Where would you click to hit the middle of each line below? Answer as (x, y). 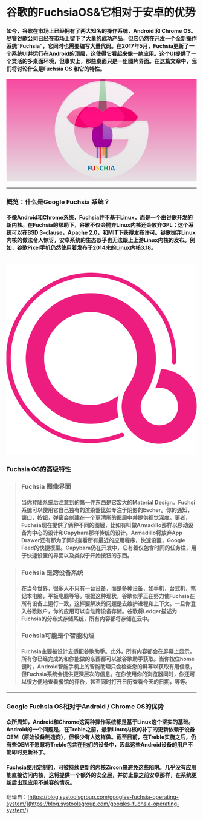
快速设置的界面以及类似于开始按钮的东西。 (79, 556)
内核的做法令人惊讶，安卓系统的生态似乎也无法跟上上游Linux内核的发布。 (98, 240)
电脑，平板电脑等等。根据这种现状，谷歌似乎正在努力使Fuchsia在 (113, 596)
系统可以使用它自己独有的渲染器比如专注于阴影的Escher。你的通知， (107, 510)
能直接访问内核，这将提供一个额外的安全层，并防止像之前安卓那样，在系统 (99, 775)
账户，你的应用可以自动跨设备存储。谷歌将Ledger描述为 (107, 611)
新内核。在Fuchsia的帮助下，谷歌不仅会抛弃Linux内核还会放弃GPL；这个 (97, 225)
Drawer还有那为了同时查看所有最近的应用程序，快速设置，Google (103, 540)
